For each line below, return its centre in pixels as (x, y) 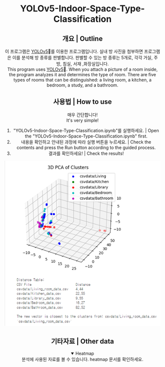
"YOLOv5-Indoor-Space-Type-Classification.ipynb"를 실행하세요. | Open (86, 130)
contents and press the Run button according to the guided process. (86, 147)
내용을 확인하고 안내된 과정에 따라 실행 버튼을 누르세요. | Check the (86, 142)
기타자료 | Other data (82, 341)
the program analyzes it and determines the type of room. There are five (82, 74)
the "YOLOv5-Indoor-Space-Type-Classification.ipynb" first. (86, 136)
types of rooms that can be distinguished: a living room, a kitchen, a (82, 80)
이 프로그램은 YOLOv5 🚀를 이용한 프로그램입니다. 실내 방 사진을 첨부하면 (74, 51)
